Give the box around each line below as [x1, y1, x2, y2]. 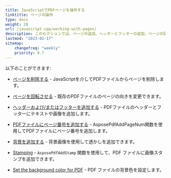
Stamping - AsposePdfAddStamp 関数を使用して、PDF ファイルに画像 [12, 149, 154, 155]
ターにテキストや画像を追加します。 [17, 110, 93, 117]
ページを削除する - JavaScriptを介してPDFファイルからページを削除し [12, 76, 160, 82]
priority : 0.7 [14, 50, 44, 55]
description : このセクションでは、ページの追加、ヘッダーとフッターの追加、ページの [5, 31, 164, 36]
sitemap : [5, 41, 24, 46]
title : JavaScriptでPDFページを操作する [5, 7, 85, 13]
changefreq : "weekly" [14, 46, 60, 51]
